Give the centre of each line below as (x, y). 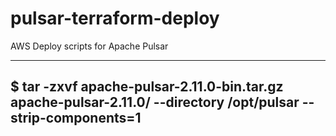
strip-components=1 (76, 118)
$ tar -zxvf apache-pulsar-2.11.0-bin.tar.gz (147, 87)
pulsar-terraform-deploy (115, 18)
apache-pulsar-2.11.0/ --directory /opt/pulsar (155, 102)
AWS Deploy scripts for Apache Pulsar (89, 46)
